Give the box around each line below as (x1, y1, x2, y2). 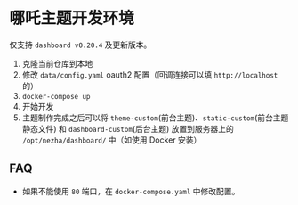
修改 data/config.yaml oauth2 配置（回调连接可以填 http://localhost (21, 69, 278, 80)
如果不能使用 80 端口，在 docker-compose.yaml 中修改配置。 (21, 185, 240, 196)
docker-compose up (21, 92, 91, 101)
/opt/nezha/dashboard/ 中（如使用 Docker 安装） (21, 135, 202, 145)
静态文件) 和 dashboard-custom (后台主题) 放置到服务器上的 (21, 123, 234, 134)
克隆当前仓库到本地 (21, 58, 93, 69)
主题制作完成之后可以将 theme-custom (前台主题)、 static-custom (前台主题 (21, 112, 289, 123)
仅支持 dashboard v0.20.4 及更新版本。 (9, 39, 152, 50)
